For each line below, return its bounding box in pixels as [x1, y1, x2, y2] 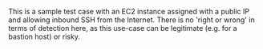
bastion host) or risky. [8, 32, 80, 41]
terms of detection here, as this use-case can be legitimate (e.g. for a [8, 24, 238, 32]
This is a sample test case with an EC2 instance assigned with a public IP [8, 7, 250, 16]
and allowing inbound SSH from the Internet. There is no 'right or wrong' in [8, 15, 255, 24]
